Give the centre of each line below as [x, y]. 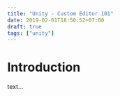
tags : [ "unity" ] [31, 33]
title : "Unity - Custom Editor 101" [60, 14]
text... [15, 87]
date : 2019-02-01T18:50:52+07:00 [56, 20]
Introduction [44, 67]
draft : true [24, 26]
